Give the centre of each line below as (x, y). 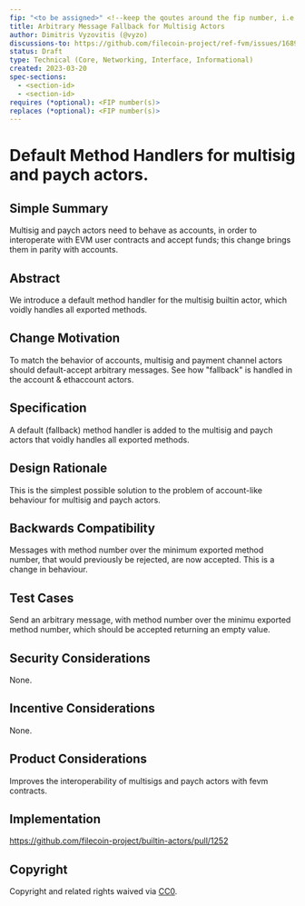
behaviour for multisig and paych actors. (85, 500)
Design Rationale (59, 468)
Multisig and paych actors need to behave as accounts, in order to (133, 230)
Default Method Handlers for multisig (152, 156)
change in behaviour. (49, 570)
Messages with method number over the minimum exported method (137, 550)
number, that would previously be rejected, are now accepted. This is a (142, 560)
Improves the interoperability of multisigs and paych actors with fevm (139, 781)
